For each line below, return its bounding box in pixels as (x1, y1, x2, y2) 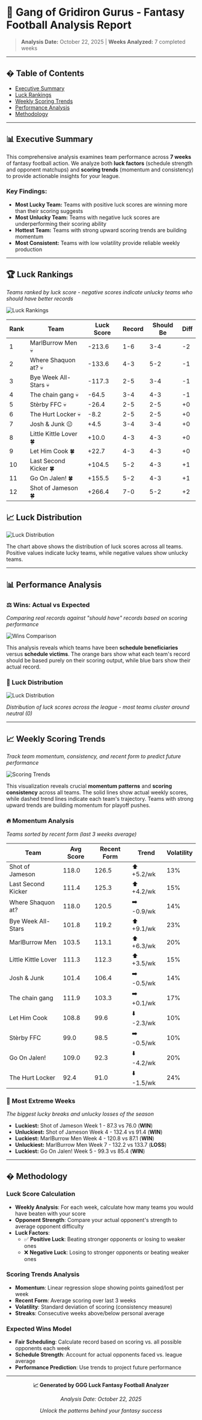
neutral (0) (6, 710, 33, 717)
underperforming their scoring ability (14, 220, 107, 227)
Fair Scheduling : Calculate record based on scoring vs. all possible (14, 1338, 182, 1345)
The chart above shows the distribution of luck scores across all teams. (6, 543, 183, 550)
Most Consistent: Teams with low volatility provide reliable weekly (14, 239, 180, 246)
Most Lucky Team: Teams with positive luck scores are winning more (14, 201, 188, 208)
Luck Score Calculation (6, 1190, 76, 1198)
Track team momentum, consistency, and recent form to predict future (6, 753, 182, 760)
